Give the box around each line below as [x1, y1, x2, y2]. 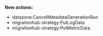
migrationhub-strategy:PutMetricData [12, 25, 90, 31]
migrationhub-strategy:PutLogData [12, 20, 85, 25]
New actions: [5, 5, 33, 10]
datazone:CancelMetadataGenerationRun [12, 14, 98, 20]
